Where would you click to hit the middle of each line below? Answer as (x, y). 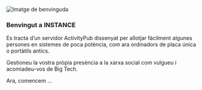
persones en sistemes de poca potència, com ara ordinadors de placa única (101, 45)
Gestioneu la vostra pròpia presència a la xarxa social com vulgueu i (92, 63)
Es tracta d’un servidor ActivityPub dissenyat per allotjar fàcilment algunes (99, 38)
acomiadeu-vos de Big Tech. (42, 69)
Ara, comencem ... (29, 81)
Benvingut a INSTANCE (41, 25)
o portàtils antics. (28, 51)
